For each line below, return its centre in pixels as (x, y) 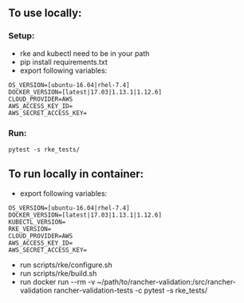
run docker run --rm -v (57, 281)
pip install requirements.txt (63, 62)
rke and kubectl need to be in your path (85, 53)
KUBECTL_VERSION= (37, 222)
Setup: (22, 36)
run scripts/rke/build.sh (58, 273)
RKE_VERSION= (30, 229)
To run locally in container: (76, 174)
